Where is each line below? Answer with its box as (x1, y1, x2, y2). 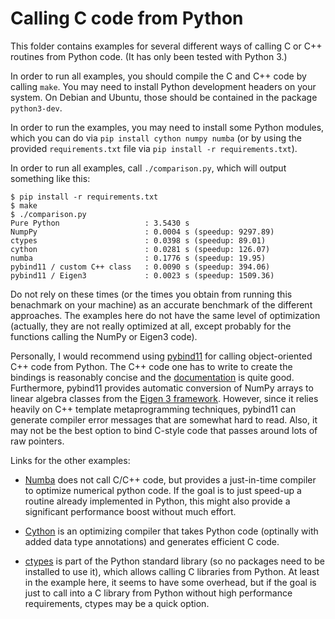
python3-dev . (10, 102, 63, 114)
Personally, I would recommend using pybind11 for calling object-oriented (10, 350, 313, 362)
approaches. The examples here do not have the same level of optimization (10, 309, 321, 321)
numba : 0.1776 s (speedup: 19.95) (10, 253, 267, 263)
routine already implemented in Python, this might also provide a (24, 495, 291, 507)
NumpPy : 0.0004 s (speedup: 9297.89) (10, 227, 275, 237)
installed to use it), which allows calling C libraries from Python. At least (24, 565, 320, 577)
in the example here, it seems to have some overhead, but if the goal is (24, 576, 317, 588)
